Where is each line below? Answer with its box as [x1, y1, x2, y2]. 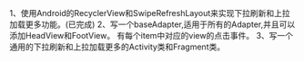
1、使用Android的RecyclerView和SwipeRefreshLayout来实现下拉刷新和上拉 [9, 8, 291, 18]
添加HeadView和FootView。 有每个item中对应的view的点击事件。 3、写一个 [9, 30, 294, 40]
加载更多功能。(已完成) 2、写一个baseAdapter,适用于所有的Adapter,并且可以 [9, 19, 296, 30]
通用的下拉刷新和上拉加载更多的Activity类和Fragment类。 [9, 41, 226, 52]
